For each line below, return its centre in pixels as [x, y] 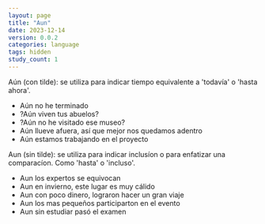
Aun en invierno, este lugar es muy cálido [87, 186]
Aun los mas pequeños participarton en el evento [100, 203]
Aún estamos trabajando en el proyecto [84, 139]
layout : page [30, 15]
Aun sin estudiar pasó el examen [73, 211]
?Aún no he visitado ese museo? [72, 122]
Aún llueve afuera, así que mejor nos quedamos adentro [111, 130]
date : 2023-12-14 [37, 30]
